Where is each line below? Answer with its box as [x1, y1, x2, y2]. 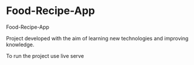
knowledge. [6, 41, 35, 48]
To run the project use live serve [6, 52, 84, 59]
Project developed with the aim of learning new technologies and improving [6, 35, 189, 42]
